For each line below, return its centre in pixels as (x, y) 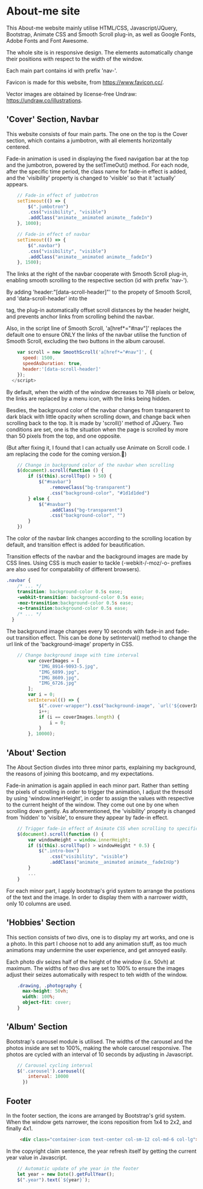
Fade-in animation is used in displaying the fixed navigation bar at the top (98, 158)
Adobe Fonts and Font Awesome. (47, 40)
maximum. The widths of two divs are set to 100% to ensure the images (95, 968)
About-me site (43, 11)
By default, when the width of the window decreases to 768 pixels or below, (101, 392)
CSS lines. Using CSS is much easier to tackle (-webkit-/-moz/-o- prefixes (99, 563)
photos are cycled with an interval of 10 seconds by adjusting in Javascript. (100, 1054)
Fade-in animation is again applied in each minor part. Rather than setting (98, 785)
